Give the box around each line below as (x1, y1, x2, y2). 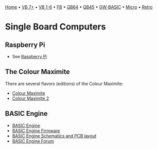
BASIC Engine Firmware (12, 128, 60, 133)
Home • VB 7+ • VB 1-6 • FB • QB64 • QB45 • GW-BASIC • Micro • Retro (5, 4, 153, 10)
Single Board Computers (5, 21, 106, 32)
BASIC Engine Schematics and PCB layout (12, 133, 97, 139)
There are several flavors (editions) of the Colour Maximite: (5, 81, 123, 86)
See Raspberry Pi (12, 54, 47, 59)
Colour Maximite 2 (12, 95, 49, 101)
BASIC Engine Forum (12, 138, 54, 144)
